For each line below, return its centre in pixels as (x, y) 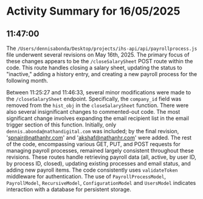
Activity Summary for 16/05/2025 (93, 11)
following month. (27, 81)
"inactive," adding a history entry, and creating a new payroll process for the (102, 74)
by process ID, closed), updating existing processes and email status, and (99, 163)
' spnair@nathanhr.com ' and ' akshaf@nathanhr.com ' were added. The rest (99, 138)
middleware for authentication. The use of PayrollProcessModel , (86, 176)
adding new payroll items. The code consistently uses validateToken (92, 170)
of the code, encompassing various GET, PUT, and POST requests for (93, 144)
